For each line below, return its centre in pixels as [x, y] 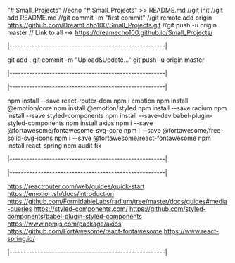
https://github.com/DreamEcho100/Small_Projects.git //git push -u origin [112, 25]
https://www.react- [191, 231]
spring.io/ [21, 239]
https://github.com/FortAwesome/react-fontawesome [85, 231]
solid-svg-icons [30, 138]
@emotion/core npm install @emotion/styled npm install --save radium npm [117, 108]
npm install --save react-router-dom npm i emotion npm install [98, 101]
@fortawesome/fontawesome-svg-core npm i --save [84, 130]
